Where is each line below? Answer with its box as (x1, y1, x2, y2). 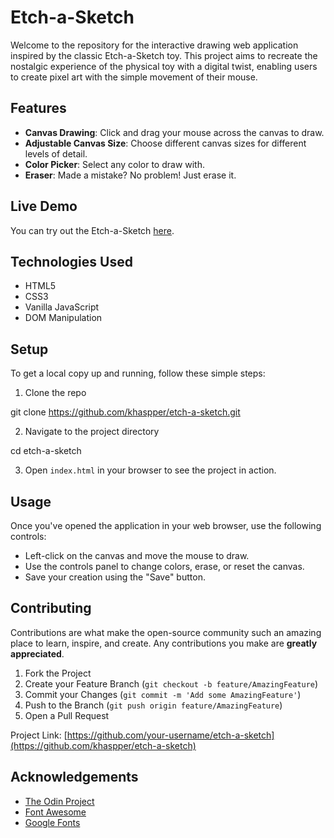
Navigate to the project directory (24, 426, 160, 438)
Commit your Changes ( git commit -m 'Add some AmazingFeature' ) (24, 688, 302, 700)
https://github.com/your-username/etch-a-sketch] (66, 729, 275, 741)
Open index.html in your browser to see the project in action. (24, 464, 277, 476)
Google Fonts (24, 816, 81, 828)
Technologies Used (10, 253, 133, 270)
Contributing (10, 600, 92, 617)
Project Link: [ (10, 729, 68, 741)
